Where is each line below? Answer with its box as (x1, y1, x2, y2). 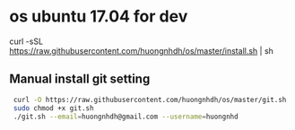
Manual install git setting (9, 72, 151, 87)
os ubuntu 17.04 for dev (9, 6, 188, 27)
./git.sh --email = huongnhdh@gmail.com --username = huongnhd (13, 112, 239, 121)
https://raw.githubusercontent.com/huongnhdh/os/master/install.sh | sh (9, 45, 273, 56)
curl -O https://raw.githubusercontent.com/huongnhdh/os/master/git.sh (13, 95, 287, 104)
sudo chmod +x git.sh (13, 103, 94, 113)
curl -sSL (9, 36, 43, 47)
